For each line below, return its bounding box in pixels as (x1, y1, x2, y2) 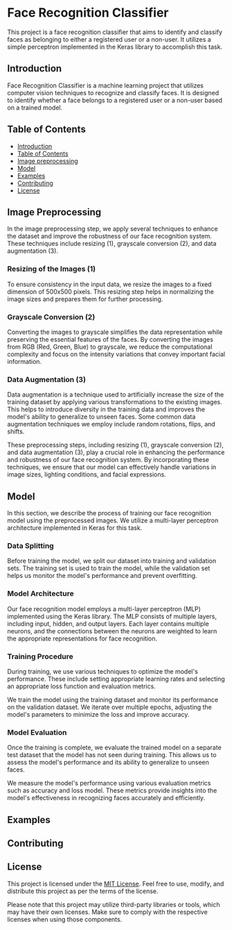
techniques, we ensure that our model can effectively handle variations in (7, 463, 217, 472)
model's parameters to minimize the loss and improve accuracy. (7, 710, 190, 718)
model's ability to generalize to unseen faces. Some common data (7, 413, 196, 421)
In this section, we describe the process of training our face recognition (7, 509, 211, 517)
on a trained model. (7, 103, 63, 112)
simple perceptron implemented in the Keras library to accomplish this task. (7, 42, 223, 51)
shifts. (7, 427, 25, 435)
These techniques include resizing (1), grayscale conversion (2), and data (7, 240, 217, 248)
